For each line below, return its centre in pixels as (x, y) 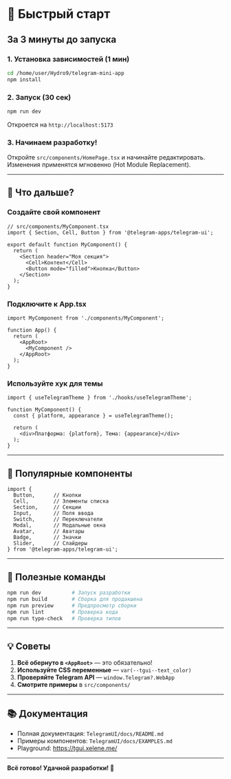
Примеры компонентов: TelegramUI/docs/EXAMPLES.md (95, 741)
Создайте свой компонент (54, 212)
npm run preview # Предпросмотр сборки (72, 605)
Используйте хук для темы (55, 383)
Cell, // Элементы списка (61, 501)
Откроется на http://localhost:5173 (60, 124)
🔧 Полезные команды (56, 577)
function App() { (32, 330)
